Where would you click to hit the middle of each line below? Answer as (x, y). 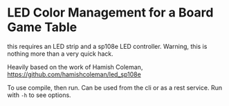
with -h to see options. (39, 95)
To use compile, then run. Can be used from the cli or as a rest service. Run (115, 87)
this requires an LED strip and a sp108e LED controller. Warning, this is (107, 46)
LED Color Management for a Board (110, 13)
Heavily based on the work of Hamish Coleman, (75, 67)
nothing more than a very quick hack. (60, 54)
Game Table (42, 27)
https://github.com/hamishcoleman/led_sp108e (74, 74)
